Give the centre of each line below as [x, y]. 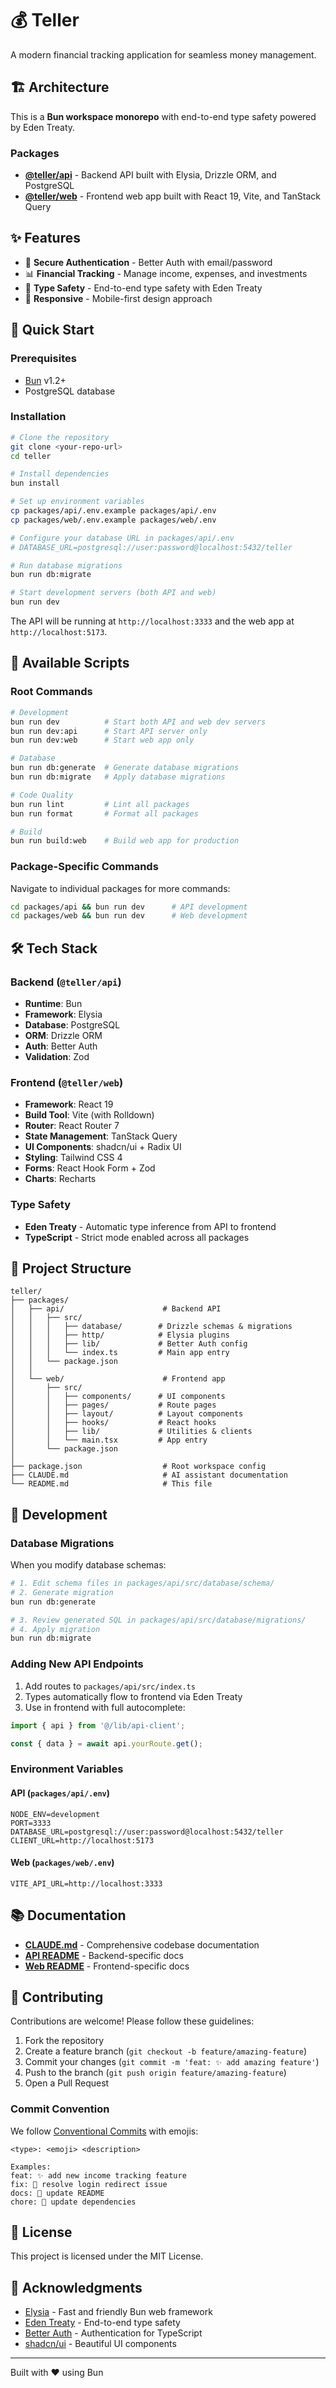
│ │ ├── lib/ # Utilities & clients [131, 1432]
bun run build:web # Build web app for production [125, 841]
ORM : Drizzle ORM [63, 1036]
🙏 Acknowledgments [76, 2287]
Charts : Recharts [60, 1179]
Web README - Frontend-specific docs [107, 1966]
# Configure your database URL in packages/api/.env [122, 538]
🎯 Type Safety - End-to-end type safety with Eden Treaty [143, 288]
